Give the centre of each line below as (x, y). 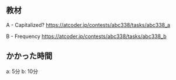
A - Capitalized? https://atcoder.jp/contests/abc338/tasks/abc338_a (88, 25)
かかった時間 (29, 56)
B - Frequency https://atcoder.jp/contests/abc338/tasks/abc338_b (86, 36)
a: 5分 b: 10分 (22, 71)
